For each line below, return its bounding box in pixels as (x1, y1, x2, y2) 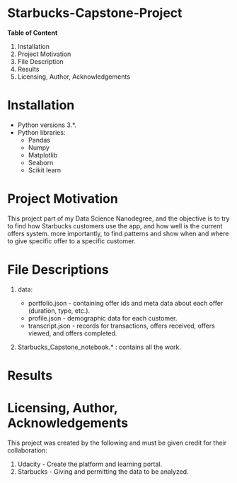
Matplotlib (28, 150, 58, 159)
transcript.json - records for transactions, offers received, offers (28, 321, 216, 330)
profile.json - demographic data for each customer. (28, 313, 178, 322)
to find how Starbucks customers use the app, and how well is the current (7, 221, 223, 230)
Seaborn (28, 158, 54, 167)
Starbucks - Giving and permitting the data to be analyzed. (17, 467, 189, 476)
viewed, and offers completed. (28, 328, 117, 338)
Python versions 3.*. (17, 121, 76, 129)
